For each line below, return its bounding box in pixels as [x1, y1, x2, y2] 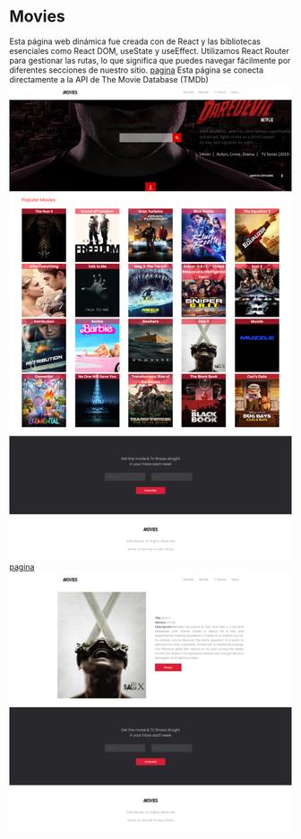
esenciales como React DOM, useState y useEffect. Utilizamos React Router [9, 45, 289, 56]
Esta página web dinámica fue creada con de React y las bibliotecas [9, 36, 262, 47]
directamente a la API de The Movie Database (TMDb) [9, 74, 209, 84]
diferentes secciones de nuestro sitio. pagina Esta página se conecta [9, 65, 264, 75]
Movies [9, 6, 65, 27]
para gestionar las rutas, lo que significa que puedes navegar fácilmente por [9, 55, 291, 66]
